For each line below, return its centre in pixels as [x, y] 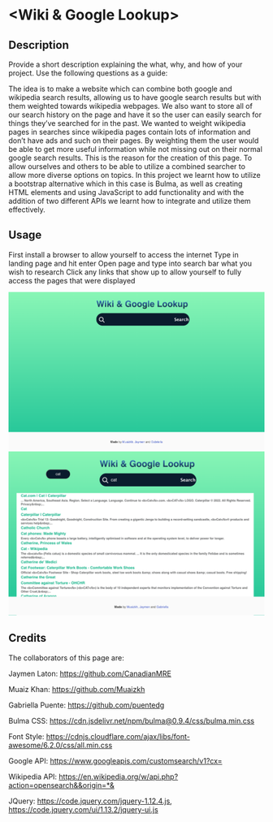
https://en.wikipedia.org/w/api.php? [119, 777]
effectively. [27, 210]
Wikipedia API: [33, 777]
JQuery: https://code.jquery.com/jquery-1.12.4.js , [90, 801]
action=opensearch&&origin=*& [62, 785]
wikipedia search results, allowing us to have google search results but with [135, 97]
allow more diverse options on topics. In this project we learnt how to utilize [135, 175]
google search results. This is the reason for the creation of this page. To [130, 158]
